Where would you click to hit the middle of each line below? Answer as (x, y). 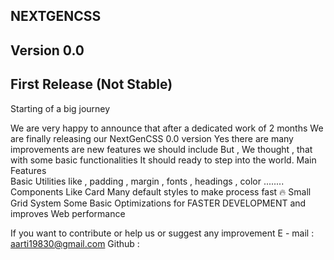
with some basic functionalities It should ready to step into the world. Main (163, 160)
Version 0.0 (47, 50)
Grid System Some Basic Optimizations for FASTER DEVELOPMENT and (158, 203)
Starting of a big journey (60, 108)
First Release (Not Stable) (91, 84)
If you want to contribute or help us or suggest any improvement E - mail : (162, 233)
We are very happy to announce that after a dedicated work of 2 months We (167, 128)
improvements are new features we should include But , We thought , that (161, 149)
